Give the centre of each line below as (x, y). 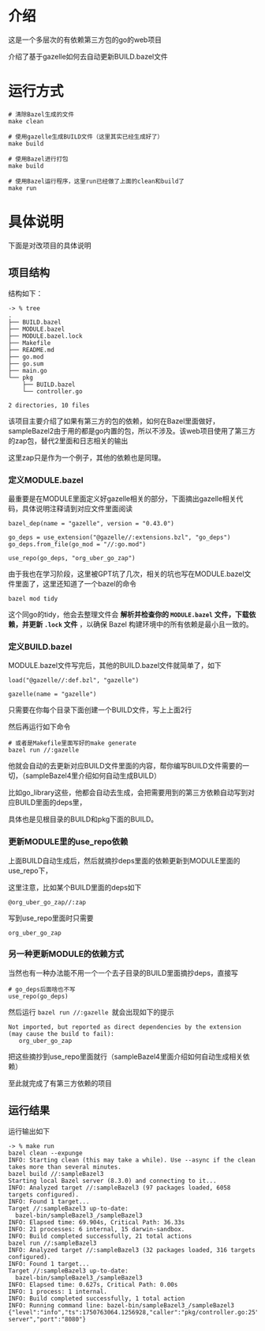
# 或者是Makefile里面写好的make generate (72, 743)
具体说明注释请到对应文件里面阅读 (77, 508)
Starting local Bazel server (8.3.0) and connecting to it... (112, 1181)
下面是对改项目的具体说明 (50, 245)
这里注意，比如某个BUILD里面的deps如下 (75, 887)
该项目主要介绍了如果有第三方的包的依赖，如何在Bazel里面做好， (114, 421)
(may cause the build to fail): (61, 1033)
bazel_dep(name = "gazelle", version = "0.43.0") (91, 523)
